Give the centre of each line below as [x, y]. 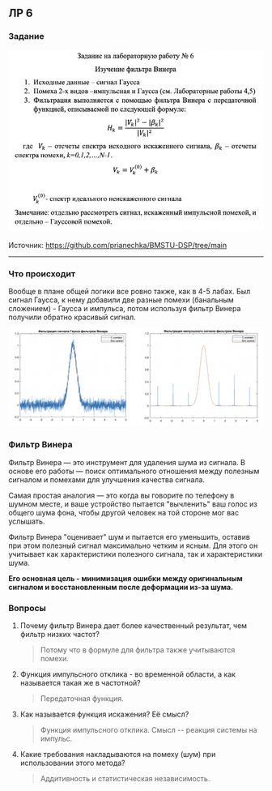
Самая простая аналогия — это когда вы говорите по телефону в [121, 495]
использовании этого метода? [72, 763]
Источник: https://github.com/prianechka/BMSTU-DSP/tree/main [118, 245]
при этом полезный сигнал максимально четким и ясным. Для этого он [133, 545]
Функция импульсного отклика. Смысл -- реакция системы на [149, 729]
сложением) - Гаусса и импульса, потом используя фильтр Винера [125, 308]
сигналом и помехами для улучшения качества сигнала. [106, 479]
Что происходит [42, 273]
